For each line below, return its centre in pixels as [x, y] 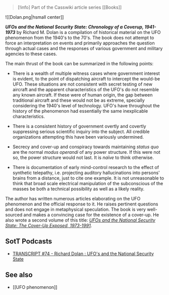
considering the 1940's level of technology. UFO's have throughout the [86, 106]
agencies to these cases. [31, 54]
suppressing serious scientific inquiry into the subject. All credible [81, 132]
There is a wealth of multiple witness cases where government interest [86, 73]
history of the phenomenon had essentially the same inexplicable [80, 111]
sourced [14, 215]
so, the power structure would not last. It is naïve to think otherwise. [83, 157]
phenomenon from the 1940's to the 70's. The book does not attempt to [80, 38]
